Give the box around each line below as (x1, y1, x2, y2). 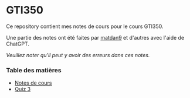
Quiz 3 (14, 86, 31, 93)
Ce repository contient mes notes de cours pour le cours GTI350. (6, 23, 164, 30)
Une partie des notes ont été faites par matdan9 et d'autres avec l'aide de (6, 34, 185, 41)
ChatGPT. (6, 40, 29, 47)
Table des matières (6, 66, 62, 74)
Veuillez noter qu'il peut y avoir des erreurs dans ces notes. (6, 51, 150, 58)
